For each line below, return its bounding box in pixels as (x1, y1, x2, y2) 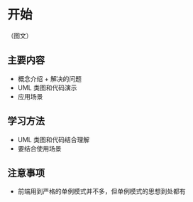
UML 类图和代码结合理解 (17, 135, 90, 144)
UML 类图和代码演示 (17, 83, 77, 92)
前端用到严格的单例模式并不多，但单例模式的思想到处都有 (17, 187, 186, 196)
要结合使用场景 (17, 144, 62, 153)
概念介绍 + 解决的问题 (17, 74, 82, 83)
